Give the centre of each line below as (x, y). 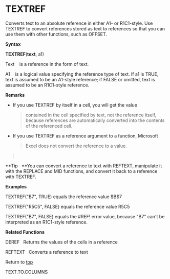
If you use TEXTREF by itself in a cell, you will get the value (75, 105)
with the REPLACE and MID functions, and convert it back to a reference (81, 171)
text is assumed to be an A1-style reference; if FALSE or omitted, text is (80, 79)
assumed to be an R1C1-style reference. (47, 85)
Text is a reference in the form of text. (47, 64)
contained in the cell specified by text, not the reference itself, (91, 115)
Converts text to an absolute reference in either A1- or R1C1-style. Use (79, 23)
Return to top (19, 262)
